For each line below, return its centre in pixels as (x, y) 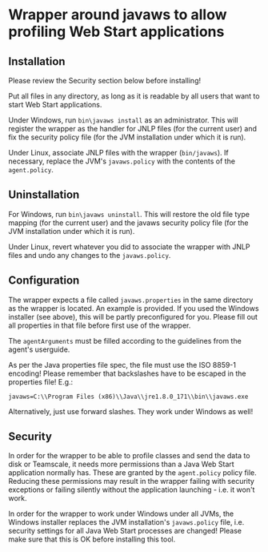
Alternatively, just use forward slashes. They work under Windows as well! (131, 411)
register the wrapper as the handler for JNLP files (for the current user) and (133, 129)
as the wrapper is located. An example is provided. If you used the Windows (134, 308)
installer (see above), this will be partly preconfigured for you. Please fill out (133, 316)
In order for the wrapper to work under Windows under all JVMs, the (121, 514)
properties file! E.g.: (41, 381)
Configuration (44, 281)
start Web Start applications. (55, 105)
